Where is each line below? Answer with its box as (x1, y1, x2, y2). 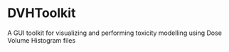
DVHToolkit (7, 5, 76, 21)
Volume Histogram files (7, 36, 76, 44)
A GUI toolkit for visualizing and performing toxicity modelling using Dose (7, 28, 223, 37)
